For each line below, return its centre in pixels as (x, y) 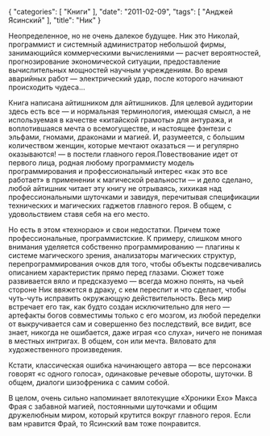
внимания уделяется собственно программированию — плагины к (124, 247)
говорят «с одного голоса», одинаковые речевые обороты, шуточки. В (131, 374)
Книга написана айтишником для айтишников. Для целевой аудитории (131, 103)
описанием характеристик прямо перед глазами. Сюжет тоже (116, 272)
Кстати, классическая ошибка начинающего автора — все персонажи (130, 365)
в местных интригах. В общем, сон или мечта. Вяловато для (112, 341)
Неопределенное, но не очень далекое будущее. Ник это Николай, (124, 36)
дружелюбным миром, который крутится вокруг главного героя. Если (130, 415)
